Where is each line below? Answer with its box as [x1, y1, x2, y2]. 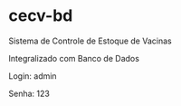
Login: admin [8, 70, 57, 82]
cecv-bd [8, 5, 73, 26]
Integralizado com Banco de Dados [8, 53, 139, 63]
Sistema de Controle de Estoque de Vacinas [8, 35, 173, 46]
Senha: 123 [8, 88, 51, 99]
